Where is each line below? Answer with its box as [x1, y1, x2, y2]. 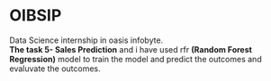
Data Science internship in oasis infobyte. [9, 35, 164, 45]
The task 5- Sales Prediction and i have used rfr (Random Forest [9, 44, 252, 54]
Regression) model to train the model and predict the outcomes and [9, 53, 263, 64]
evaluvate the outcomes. [9, 63, 101, 74]
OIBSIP [9, 5, 62, 26]
